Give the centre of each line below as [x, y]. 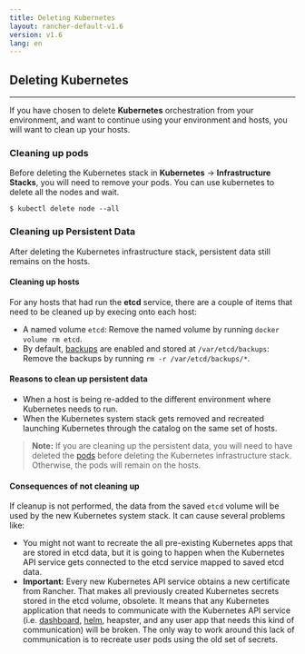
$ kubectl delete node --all [64, 209]
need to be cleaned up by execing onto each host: [103, 312]
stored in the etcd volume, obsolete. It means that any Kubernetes [146, 601]
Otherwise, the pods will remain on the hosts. [116, 465]
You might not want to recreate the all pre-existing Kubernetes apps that [157, 543]
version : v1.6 [36, 35]
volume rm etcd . [53, 339]
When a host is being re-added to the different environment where [147, 400]
